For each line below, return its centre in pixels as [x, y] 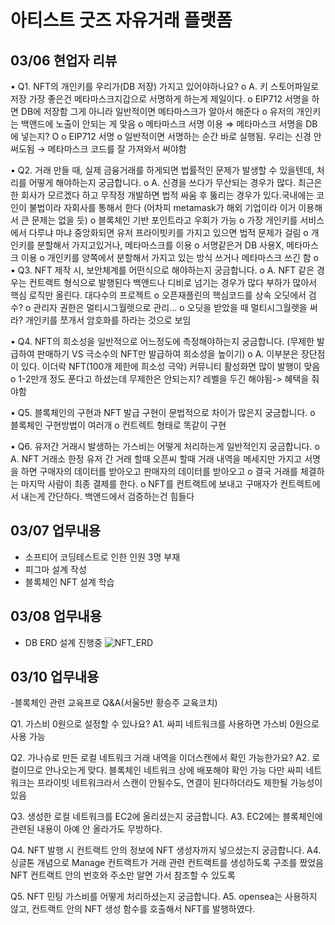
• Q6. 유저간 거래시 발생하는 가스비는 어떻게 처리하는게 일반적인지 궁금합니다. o [165, 446]
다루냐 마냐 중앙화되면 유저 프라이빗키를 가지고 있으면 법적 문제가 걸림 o [168, 232]
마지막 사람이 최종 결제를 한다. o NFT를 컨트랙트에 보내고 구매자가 [149, 484]
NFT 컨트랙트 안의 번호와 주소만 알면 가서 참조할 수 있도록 [123, 875]
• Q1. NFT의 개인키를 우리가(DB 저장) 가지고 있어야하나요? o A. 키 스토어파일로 [165, 86]
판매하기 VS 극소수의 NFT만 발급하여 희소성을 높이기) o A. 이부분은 [167, 354]
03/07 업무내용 [56, 531]
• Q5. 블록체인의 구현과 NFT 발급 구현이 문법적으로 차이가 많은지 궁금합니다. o [163, 412]
